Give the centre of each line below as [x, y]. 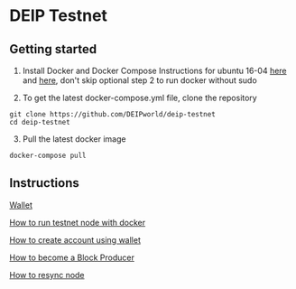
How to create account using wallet [75, 239]
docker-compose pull [48, 155]
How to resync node [47, 275]
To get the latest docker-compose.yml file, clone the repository [139, 98]
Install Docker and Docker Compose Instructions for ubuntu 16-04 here [154, 70]
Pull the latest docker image [74, 139]
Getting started [53, 49]
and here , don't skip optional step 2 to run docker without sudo [139, 80]
